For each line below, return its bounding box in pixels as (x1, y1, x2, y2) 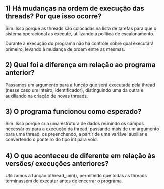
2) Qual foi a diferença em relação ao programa (5, 61, 156, 69)
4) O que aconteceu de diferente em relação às (5, 151, 155, 160)
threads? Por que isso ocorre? (5, 12, 102, 21)
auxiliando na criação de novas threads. (5, 92, 88, 99)
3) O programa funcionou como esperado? (5, 107, 142, 116)
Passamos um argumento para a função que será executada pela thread (5, 82, 155, 88)
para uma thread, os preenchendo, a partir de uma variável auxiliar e (5, 131, 148, 137)
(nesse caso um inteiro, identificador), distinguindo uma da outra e (5, 87, 144, 93)
